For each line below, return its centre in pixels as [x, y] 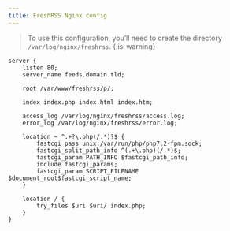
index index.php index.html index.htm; [88, 102]
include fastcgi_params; [77, 164]
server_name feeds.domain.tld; [74, 75]
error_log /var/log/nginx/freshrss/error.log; [100, 123]
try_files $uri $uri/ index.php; [91, 206]
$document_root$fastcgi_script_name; [70, 178]
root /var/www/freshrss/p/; [68, 88]
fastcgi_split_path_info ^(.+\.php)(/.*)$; [109, 151]
